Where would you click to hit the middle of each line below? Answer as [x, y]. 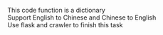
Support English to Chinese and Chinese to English [82, 17]
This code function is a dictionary [56, 10]
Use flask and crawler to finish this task [65, 25]
